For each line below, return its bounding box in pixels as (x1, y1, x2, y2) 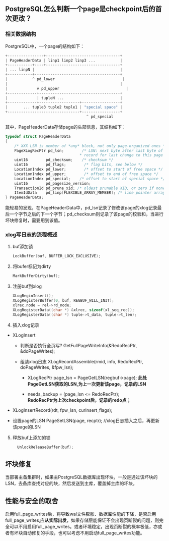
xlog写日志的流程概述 (5, 231, 58, 238)
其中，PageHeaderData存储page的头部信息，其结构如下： (5, 124, 127, 130)
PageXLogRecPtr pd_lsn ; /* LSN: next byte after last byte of (14, 148, 163, 153)
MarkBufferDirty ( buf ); (12, 274, 60, 279)
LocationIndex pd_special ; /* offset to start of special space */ (14, 176, 165, 181)
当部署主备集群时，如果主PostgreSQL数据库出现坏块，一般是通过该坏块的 (5, 474, 158, 480)
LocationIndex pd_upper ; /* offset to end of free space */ (14, 171, 158, 177)
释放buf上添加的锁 (12, 435, 51, 441)
